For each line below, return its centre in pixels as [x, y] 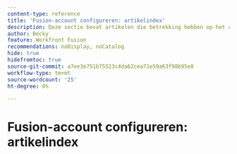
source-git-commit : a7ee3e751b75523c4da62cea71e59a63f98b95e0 [101, 66]
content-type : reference [44, 14]
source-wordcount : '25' [42, 79]
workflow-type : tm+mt [39, 73]
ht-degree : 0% [28, 86]
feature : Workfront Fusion [47, 40]
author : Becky [28, 34]
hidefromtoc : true [34, 60]
